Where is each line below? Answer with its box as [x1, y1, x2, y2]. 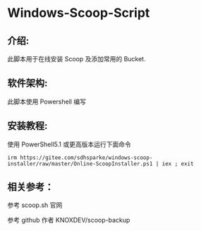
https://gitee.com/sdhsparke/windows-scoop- [20, 154, 153, 161]
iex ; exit [162, 160, 194, 167]
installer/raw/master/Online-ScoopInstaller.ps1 [7, 160, 153, 167]
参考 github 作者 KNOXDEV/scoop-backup [7, 216, 130, 225]
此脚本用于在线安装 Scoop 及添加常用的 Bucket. [7, 55, 146, 63]
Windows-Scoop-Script [7, 5, 150, 21]
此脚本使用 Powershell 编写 [7, 97, 87, 106]
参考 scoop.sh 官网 [7, 201, 63, 209]
